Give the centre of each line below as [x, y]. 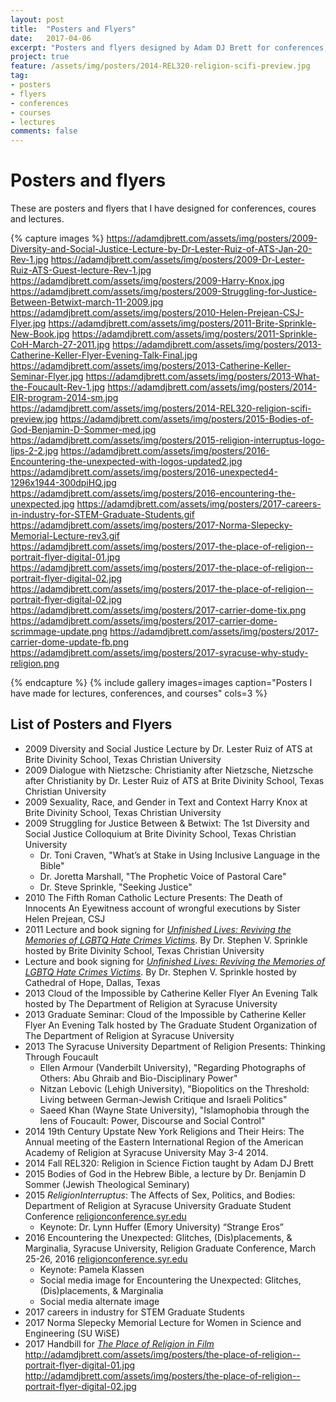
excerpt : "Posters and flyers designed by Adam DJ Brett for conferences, [169, 47]
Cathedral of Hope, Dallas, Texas [92, 982]
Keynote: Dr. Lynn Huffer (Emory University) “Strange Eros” [162, 1227]
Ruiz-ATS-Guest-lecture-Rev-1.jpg [81, 270]
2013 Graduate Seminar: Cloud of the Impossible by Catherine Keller [165, 1014]
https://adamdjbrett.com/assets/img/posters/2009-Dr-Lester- [177, 260]
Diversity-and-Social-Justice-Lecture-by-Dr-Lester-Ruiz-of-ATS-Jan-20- [161, 249]
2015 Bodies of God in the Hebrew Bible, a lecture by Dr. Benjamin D [165, 1173]
